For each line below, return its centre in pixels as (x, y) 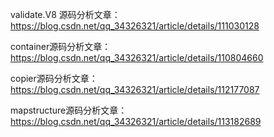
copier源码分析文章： (54, 78)
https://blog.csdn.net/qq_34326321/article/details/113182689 (136, 121)
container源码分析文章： (61, 46)
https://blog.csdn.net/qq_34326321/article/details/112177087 (135, 89)
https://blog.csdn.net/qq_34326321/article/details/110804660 (137, 57)
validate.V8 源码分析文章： (65, 14)
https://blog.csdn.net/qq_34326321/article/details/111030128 (135, 26)
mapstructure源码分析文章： (69, 110)
